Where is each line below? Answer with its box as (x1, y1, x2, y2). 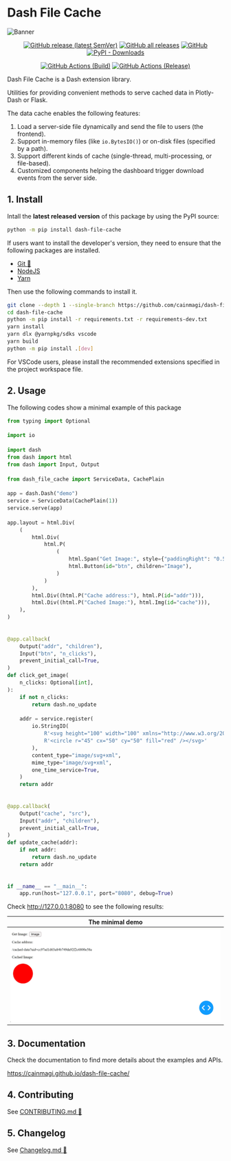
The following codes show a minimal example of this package (7, 403, 182, 412)
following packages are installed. (7, 246, 101, 254)
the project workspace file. (7, 365, 84, 373)
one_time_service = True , (32, 767, 100, 774)
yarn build (7, 338, 38, 345)
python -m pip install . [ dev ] (7, 345, 94, 352)
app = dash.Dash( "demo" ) (7, 490, 78, 497)
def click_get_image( (7, 672, 69, 679)
